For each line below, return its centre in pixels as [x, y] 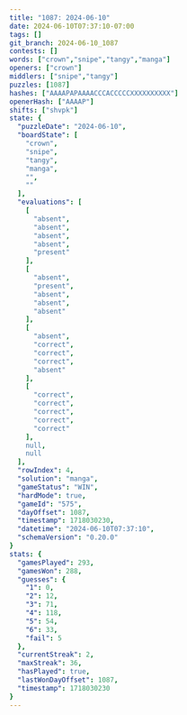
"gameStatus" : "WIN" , [58, 487]
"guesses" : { [42, 579]
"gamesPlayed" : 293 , [56, 563]
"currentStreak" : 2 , [56, 655]
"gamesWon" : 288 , [50, 571]
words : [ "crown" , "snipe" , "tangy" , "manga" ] [90, 60]
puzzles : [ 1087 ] [40, 85]
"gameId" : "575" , [50, 504]
